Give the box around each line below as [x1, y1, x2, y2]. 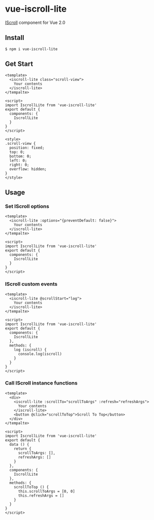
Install [5, 34, 24, 42]
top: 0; [9, 150, 25, 154]
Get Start [5, 60, 33, 68]
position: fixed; [9, 145, 45, 150]
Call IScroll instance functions [5, 380, 78, 386]
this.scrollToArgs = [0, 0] [18, 489, 76, 494]
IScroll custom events [5, 281, 58, 288]
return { [14, 446, 32, 451]
